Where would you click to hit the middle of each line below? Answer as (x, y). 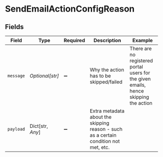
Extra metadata (107, 111)
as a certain (103, 135)
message (16, 76)
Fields (15, 27)
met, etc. (100, 147)
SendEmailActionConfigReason (70, 9)
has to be (100, 76)
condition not (105, 141)
